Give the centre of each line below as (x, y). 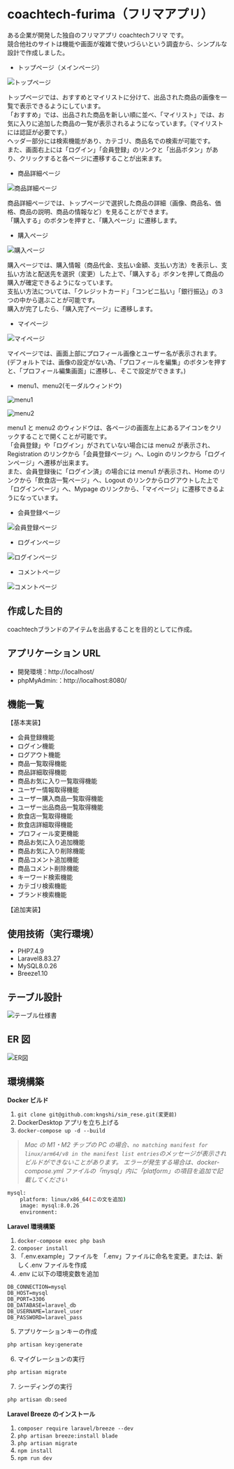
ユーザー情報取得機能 (48, 790)
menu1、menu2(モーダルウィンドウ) (70, 385)
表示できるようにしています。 (62, 106)
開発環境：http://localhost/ (56, 672)
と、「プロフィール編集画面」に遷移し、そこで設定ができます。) (97, 371)
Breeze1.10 (32, 974)
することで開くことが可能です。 (65, 436)
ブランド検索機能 (42, 895)
